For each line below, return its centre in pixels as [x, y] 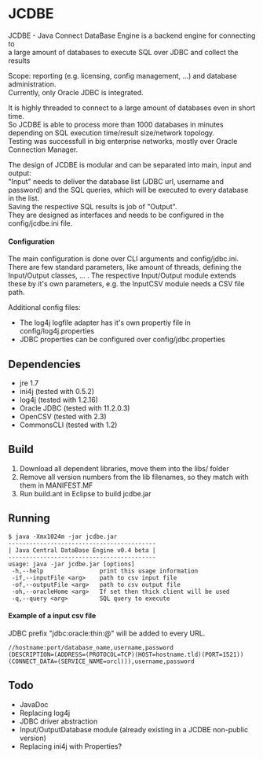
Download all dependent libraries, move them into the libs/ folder [124, 468]
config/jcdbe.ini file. [40, 223]
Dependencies [44, 364]
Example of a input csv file [52, 616]
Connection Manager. [43, 149]
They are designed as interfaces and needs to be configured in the [116, 215]
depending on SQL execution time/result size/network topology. [111, 133]
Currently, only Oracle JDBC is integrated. [76, 92]
